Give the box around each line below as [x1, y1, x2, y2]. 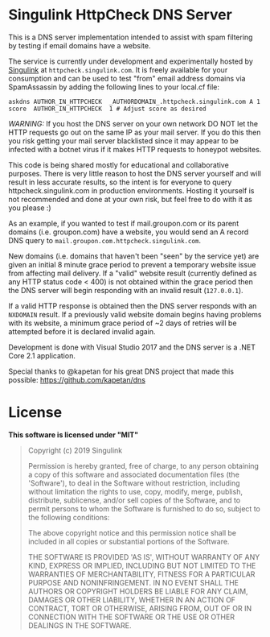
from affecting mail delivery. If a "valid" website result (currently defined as [8, 268, 257, 278]
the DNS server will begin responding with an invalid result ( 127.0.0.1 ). [8, 285, 243, 295]
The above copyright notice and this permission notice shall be [27, 527, 237, 537]
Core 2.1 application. [8, 350, 76, 360]
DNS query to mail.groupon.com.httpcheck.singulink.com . [8, 235, 202, 245]
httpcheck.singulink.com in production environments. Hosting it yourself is [8, 185, 255, 195]
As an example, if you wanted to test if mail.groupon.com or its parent [8, 218, 239, 228]
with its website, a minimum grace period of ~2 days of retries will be [8, 318, 237, 328]
